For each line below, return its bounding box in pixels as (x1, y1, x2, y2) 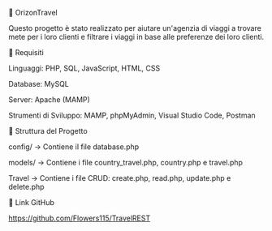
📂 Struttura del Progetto (8, 126, 88, 135)
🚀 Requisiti (8, 48, 45, 57)
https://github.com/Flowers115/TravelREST (8, 213, 151, 223)
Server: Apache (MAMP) (8, 95, 91, 105)
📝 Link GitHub (8, 198, 54, 207)
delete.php (8, 182, 45, 191)
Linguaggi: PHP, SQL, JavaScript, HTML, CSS (8, 63, 161, 73)
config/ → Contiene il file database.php (8, 142, 140, 152)
